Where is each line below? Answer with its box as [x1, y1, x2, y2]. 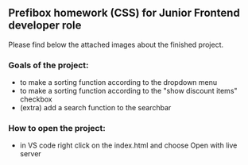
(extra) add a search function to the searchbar [19, 103, 172, 113]
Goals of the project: [8, 59, 89, 71]
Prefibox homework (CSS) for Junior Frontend [8, 6, 240, 20]
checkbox [19, 94, 53, 104]
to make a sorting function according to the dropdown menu [19, 78, 218, 87]
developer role [8, 19, 82, 33]
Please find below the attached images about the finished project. [8, 40, 224, 49]
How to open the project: [8, 123, 106, 134]
